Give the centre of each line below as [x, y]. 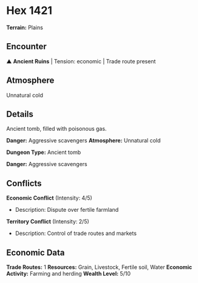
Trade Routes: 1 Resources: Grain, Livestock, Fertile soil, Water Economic [99, 267]
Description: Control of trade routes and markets [76, 233]
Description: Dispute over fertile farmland [67, 210]
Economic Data [36, 252]
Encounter [26, 47]
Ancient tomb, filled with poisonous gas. [56, 129]
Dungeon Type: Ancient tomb [43, 152]
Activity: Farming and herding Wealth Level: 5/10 [68, 274]
